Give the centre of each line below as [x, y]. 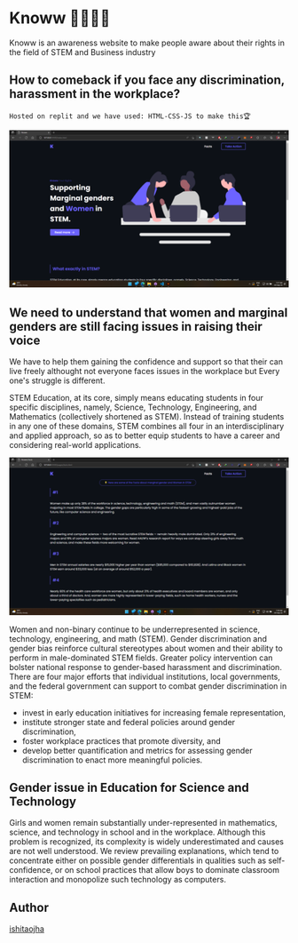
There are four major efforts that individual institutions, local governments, [145, 676]
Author [29, 907]
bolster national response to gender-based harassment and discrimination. [145, 667]
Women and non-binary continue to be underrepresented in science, [134, 629]
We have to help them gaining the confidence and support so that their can [146, 362]
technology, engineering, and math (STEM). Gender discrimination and [138, 638]
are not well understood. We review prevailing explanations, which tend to [144, 851]
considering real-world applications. [75, 445]
